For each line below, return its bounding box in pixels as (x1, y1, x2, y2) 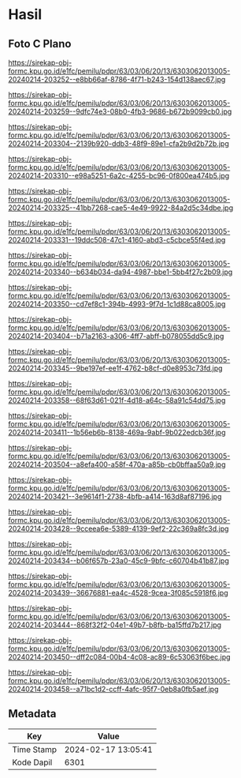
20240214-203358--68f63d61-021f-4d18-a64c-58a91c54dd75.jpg (8, 396, 226, 404)
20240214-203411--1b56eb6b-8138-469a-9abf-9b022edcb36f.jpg (8, 428, 226, 437)
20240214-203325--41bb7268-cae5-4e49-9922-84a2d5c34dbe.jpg (8, 203, 234, 212)
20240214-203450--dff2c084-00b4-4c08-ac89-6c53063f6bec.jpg (8, 652, 231, 661)
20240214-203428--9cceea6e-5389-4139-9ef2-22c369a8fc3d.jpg (8, 524, 229, 533)
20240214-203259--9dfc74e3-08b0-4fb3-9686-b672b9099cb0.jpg (8, 107, 232, 116)
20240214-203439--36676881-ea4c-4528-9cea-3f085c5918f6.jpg (8, 588, 228, 597)
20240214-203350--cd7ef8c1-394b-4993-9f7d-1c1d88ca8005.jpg (8, 299, 226, 309)
